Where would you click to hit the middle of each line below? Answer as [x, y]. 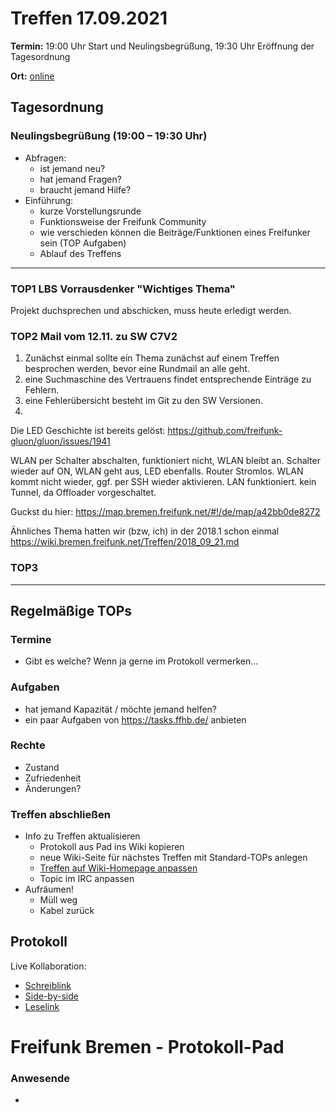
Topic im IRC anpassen [87, 879]
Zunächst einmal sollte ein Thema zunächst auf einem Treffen [152, 358]
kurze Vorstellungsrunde [90, 211]
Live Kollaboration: [48, 966]
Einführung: [49, 200]
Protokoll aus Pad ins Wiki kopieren [112, 847]
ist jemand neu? [72, 168]
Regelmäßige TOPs [71, 610]
